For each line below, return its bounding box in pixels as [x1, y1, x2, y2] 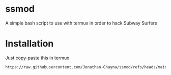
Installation [5, 38, 54, 49]
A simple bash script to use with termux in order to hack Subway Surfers [5, 20, 157, 26]
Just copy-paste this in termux [5, 55, 70, 61]
